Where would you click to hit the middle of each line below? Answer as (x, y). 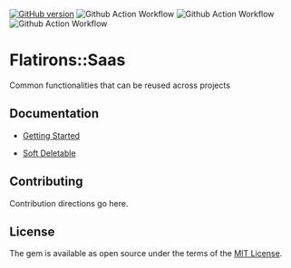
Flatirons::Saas (68, 60)
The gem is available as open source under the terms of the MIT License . (146, 254)
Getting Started (51, 135)
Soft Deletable (49, 153)
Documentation (54, 114)
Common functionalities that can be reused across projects (120, 85)
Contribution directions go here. (69, 203)
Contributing (46, 182)
